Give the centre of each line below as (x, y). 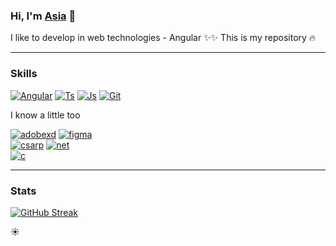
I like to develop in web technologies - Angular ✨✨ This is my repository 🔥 (163, 38)
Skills (24, 74)
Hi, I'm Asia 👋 (43, 16)
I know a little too (45, 115)
